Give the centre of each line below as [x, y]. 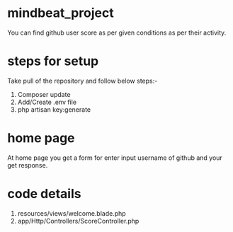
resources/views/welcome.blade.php [72, 213]
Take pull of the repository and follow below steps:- [83, 81]
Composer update [44, 94]
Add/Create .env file [47, 102]
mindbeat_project [61, 13]
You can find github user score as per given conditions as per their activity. [117, 33]
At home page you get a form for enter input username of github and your [115, 158]
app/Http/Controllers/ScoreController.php [78, 221]
